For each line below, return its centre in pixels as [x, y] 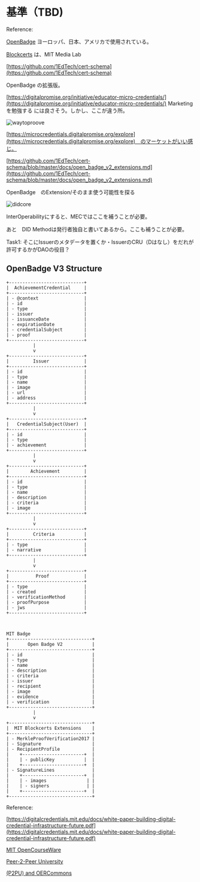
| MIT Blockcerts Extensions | [51, 728]
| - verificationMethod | [46, 597]
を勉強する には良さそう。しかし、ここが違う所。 [67, 110]
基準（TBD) [35, 12]
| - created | [46, 592]
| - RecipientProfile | [51, 749]
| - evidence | [51, 697]
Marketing [180, 103]
